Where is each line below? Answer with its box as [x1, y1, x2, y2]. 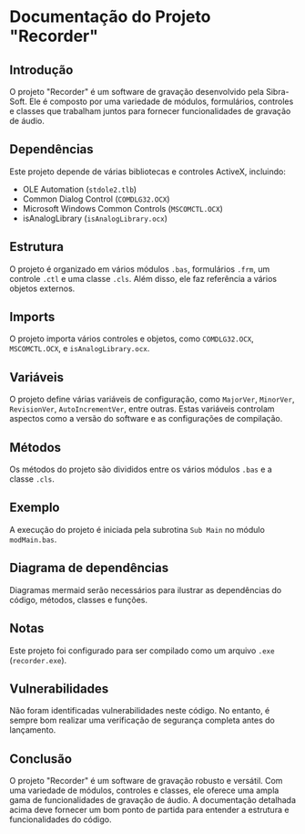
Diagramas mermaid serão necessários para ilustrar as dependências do [9, 584, 282, 595]
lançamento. [9, 725, 56, 735]
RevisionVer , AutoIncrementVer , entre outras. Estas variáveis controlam [9, 403, 275, 414]
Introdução [9, 62, 74, 78]
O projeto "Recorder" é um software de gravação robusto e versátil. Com [9, 776, 283, 787]
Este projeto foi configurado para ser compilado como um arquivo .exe [9, 645, 275, 656]
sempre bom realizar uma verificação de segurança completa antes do [9, 714, 275, 726]
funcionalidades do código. [9, 814, 112, 825]
